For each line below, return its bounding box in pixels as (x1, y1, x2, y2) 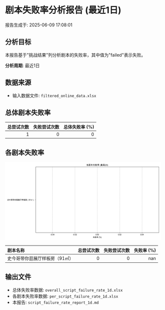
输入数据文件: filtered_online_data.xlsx (12, 92, 96, 98)
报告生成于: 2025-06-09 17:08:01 (5, 22, 73, 28)
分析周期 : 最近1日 (5, 62, 40, 68)
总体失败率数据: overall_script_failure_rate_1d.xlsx (12, 287, 123, 293)
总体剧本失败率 (5, 108, 51, 117)
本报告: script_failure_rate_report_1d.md (12, 299, 99, 305)
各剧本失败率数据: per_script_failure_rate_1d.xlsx (12, 293, 119, 299)
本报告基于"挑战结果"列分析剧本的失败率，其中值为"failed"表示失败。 (5, 52, 146, 58)
